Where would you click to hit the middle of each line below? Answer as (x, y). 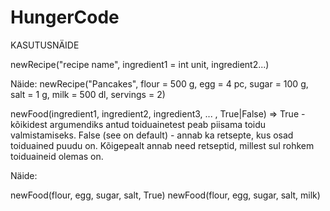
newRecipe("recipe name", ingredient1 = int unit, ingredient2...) (140, 64)
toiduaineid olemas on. (57, 156)
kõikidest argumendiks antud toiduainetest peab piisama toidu (138, 124)
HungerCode (65, 17)
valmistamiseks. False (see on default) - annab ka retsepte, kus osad (152, 135)
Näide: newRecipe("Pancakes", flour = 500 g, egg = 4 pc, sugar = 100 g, (159, 83)
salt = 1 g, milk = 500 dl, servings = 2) (88, 94)
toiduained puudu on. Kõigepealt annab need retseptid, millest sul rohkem (162, 145)
